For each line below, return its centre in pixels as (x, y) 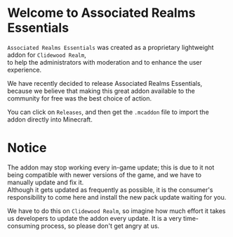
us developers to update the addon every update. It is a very (95, 218)
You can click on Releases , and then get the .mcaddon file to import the (108, 112)
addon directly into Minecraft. (50, 119)
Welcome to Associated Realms (101, 13)
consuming (24, 226)
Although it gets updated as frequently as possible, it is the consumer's (110, 190)
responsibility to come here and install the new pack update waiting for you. (117, 197)
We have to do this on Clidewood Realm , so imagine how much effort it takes (116, 211)
